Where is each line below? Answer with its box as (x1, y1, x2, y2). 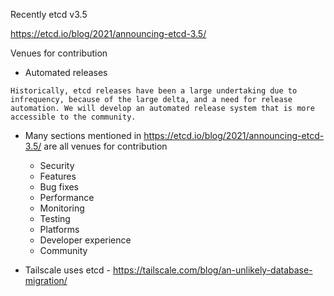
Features (39, 170, 77, 182)
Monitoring (39, 202, 85, 214)
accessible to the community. (10, 112, 137, 122)
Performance (39, 192, 95, 203)
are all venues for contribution (43, 140, 168, 152)
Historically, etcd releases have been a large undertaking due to (10, 86, 298, 96)
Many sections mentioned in (24, 130, 142, 141)
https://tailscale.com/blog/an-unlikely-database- (112, 264, 313, 276)
